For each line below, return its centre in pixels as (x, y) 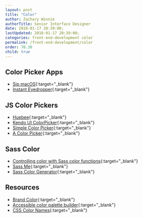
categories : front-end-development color (49, 38)
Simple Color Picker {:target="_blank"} (52, 128)
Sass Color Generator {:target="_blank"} (54, 171)
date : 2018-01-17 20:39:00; (35, 29)
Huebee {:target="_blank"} (39, 117)
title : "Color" (21, 15)
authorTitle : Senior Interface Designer (48, 24)
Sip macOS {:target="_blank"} (43, 84)
